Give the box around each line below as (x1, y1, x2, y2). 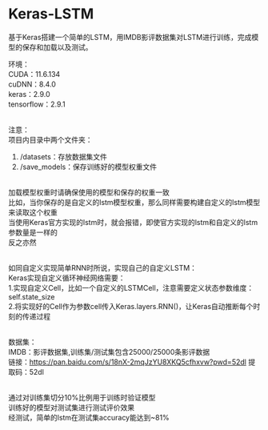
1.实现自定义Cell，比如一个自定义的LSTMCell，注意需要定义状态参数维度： (8, 283, 254, 292)
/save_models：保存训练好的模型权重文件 (19, 162, 158, 171)
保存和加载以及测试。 (22, 42, 93, 52)
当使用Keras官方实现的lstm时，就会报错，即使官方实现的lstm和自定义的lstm (8, 217, 258, 227)
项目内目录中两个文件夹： (8, 135, 93, 144)
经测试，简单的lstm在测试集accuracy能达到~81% (8, 412, 170, 422)
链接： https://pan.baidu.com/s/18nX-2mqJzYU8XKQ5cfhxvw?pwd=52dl (8, 357, 246, 367)
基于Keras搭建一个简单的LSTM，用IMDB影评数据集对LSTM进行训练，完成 (8, 32, 252, 42)
